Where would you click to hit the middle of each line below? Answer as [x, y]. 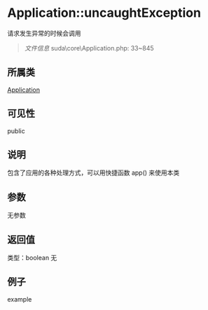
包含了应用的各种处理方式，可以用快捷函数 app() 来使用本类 [93, 173]
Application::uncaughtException [104, 13]
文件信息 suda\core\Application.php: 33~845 [89, 48]
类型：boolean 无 [32, 258]
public [16, 130]
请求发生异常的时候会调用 [44, 33]
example [20, 299]
